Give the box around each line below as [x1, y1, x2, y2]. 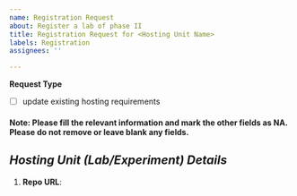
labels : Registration [9, 38, 91, 47]
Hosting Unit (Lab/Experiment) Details [9, 153, 227, 168]
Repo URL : [22, 176, 63, 187]
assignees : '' [9, 47, 63, 55]
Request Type [9, 79, 63, 89]
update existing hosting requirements [22, 96, 161, 107]
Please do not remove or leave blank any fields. [9, 126, 189, 137]
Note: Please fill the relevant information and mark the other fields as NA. [9, 117, 289, 128]
